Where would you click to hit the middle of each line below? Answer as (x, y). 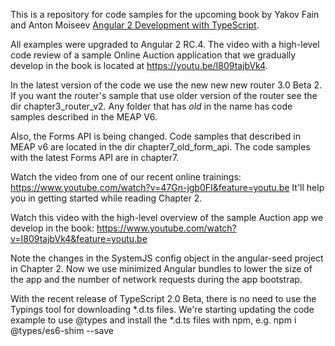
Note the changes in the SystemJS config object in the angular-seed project (167, 258)
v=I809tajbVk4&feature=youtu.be (79, 238)
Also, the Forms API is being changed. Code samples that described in (155, 136)
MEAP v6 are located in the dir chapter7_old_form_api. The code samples (160, 147)
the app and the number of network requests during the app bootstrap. (156, 279)
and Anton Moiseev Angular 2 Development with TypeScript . (135, 25)
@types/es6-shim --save (62, 330)
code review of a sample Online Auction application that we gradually (153, 55)
